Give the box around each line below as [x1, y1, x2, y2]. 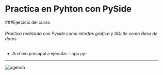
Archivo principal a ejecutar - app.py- [12, 51, 87, 57]
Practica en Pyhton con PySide [5, 3, 132, 15]
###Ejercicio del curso [5, 19, 50, 25]
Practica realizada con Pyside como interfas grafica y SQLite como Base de [5, 30, 158, 36]
